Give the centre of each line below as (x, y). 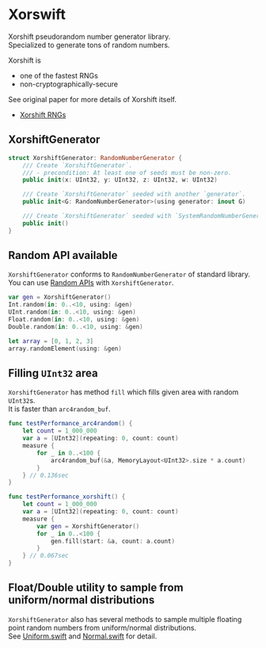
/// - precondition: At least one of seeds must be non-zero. (127, 173)
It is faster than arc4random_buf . (59, 409)
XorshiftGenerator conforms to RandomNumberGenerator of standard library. (129, 274)
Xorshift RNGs (43, 114)
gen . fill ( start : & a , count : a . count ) (113, 541)
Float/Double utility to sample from (96, 588)
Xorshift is (25, 60)
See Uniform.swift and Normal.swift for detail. (83, 636)
